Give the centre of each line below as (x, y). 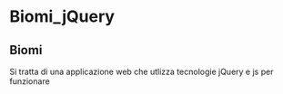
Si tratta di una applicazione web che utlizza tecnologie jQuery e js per (141, 71)
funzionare (30, 81)
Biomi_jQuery (62, 17)
